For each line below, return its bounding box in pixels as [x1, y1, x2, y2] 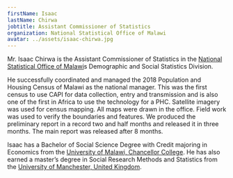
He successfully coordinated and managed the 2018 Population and [7, 75, 202, 84]
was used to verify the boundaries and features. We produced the [7, 112, 196, 121]
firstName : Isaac [7, 10, 58, 17]
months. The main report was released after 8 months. [7, 127, 163, 136]
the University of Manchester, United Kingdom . [7, 163, 142, 171]
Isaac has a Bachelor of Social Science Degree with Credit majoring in [7, 141, 207, 149]
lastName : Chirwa [7, 17, 58, 24]
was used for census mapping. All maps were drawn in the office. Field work [7, 105, 227, 114]
